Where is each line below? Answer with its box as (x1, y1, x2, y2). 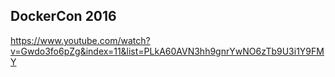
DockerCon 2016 (10, 8, 117, 25)
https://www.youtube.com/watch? (10, 34, 151, 46)
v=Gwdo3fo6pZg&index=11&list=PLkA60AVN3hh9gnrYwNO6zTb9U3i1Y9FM (10, 45, 325, 57)
